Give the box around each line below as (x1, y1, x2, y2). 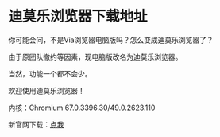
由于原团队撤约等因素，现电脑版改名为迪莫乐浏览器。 (8, 52, 183, 61)
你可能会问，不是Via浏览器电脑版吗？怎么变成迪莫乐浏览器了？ (8, 35, 214, 45)
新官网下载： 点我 (8, 119, 64, 129)
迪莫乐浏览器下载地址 (8, 7, 149, 25)
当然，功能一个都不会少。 (8, 68, 92, 78)
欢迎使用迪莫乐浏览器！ (8, 85, 85, 96)
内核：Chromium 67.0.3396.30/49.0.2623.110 (8, 103, 156, 112)
